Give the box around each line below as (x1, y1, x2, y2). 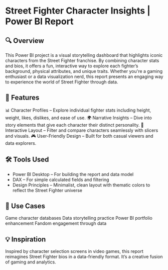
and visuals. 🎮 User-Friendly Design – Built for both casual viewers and (5, 133, 153, 139)
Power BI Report (5, 16, 74, 27)
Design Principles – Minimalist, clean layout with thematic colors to (12, 182, 150, 188)
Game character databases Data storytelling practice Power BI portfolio (5, 215, 153, 221)
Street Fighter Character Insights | (5, 5, 150, 17)
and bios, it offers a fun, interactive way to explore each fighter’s (5, 63, 138, 69)
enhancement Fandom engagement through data (5, 220, 107, 226)
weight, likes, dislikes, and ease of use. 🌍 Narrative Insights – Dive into (5, 115, 152, 121)
